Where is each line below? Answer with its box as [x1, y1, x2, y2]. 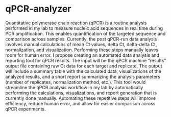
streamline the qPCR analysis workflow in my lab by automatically [5, 84, 143, 90]
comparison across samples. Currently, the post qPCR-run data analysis [5, 36, 157, 42]
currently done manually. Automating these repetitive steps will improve [5, 95, 156, 101]
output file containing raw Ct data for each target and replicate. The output [5, 63, 162, 69]
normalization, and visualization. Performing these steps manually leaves [5, 47, 159, 53]
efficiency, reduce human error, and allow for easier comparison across [5, 100, 156, 106]
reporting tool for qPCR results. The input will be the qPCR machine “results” [5, 57, 166, 63]
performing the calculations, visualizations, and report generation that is [5, 90, 157, 96]
